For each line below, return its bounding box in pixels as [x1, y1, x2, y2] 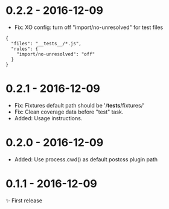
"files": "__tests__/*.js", [11, 40, 82, 47]
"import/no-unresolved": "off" [16, 51, 95, 57]
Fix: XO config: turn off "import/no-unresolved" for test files [14, 24, 164, 31]
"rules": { [11, 46, 39, 52]
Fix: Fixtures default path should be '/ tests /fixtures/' [14, 101, 145, 109]
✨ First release [5, 197, 43, 204]
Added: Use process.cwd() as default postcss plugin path [14, 155, 158, 163]
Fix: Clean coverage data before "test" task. [14, 108, 124, 115]
